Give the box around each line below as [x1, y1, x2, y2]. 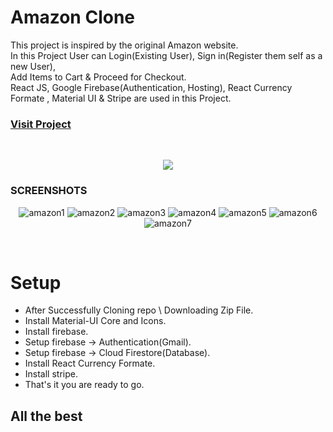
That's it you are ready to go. [24, 379, 145, 391]
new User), [10, 60, 56, 72]
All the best [10, 407, 83, 425]
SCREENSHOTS [10, 184, 88, 198]
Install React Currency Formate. [24, 357, 156, 370]
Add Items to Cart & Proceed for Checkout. [10, 71, 187, 83]
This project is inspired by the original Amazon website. [10, 39, 239, 51]
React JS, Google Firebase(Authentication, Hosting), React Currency [10, 81, 293, 93]
